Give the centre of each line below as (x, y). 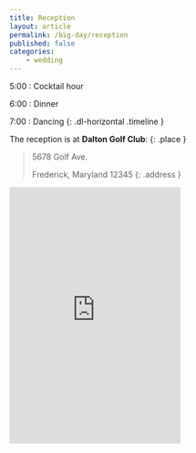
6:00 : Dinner (34, 104)
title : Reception (42, 18)
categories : (32, 52)
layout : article (40, 26)
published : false (42, 43)
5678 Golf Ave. (60, 157)
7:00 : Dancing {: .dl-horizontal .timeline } (87, 121)
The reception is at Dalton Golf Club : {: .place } (98, 139)
